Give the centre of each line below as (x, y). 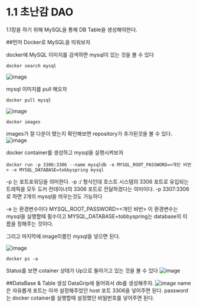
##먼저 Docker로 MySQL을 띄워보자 (48, 42)
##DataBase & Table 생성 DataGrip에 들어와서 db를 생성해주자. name (98, 283)
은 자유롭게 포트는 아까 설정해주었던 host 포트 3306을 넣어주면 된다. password (97, 290)
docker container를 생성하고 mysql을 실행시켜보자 (65, 152)
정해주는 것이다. (35, 223)
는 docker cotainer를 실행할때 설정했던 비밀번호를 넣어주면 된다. (80, 298)
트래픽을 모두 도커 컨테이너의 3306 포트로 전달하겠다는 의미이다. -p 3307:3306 (98, 189)
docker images (24, 122)
